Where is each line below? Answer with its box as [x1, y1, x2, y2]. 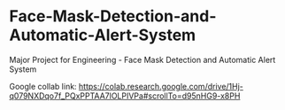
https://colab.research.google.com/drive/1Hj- [78, 81, 243, 91]
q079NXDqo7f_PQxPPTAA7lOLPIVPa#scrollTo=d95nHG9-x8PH [9, 90, 241, 101]
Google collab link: [9, 81, 77, 91]
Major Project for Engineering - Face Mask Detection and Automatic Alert [9, 54, 276, 65]
